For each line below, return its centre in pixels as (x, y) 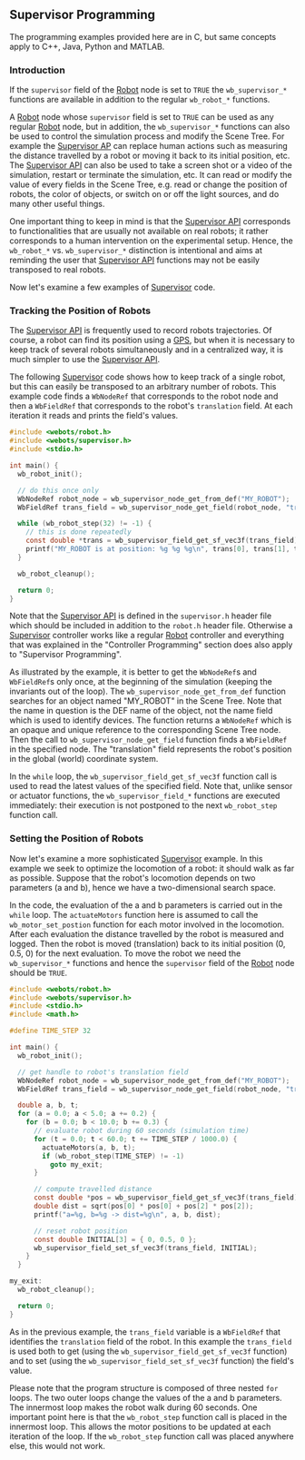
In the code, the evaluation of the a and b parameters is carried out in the (146, 905)
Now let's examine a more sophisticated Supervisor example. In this (136, 858)
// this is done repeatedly (79, 532)
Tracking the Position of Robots (80, 311)
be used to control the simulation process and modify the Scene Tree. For (147, 136)
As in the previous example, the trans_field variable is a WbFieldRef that (145, 1332)
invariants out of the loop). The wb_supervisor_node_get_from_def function (148, 691)
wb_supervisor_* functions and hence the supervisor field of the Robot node (152, 962)
